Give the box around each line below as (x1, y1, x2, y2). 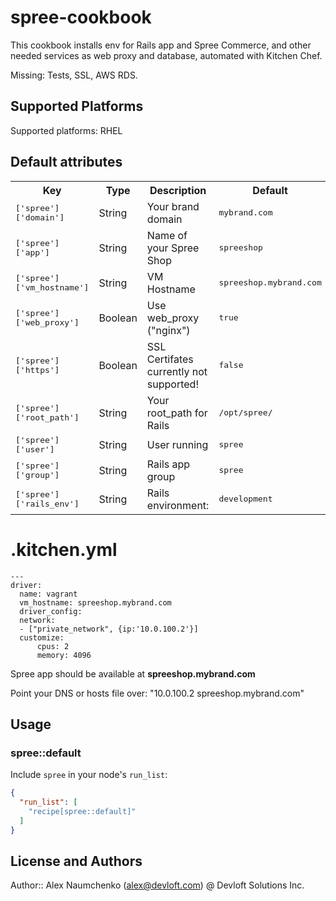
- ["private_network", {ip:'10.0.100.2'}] (19, 624, 199, 634)
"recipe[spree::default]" (28, 806, 137, 816)
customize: (19, 632, 65, 643)
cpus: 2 (36, 641, 70, 651)
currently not (146, 364, 208, 378)
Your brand (146, 199, 200, 213)
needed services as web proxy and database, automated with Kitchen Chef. (10, 49, 323, 61)
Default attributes (10, 154, 123, 171)
